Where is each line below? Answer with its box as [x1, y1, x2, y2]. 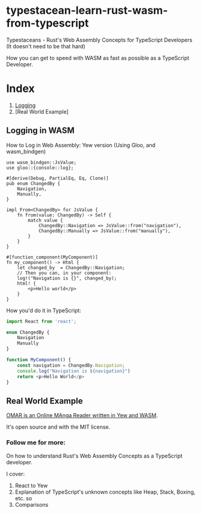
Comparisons [14, 501, 49, 508]
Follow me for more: [6, 438, 66, 447]
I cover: [6, 470, 25, 477]
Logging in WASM [6, 126, 75, 136]
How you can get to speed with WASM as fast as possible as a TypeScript [6, 54, 190, 61]
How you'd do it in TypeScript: [6, 307, 81, 314]
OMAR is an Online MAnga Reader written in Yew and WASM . [6, 412, 158, 419]
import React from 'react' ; [6, 318, 77, 325]
